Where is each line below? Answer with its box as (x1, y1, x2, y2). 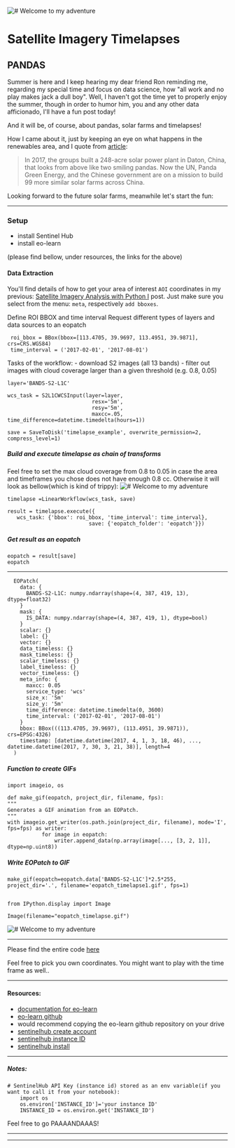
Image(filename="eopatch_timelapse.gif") (7, 913, 130, 920)
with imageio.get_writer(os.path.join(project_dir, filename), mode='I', (7, 819, 227, 826)
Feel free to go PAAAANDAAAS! (7, 1119, 99, 1128)
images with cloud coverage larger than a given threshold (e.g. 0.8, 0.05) (7, 366, 218, 375)
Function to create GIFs (7, 765, 77, 773)
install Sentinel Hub (17, 232, 73, 240)
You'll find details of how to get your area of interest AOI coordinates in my (7, 284, 222, 293)
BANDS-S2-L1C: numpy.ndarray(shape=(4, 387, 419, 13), (25, 590, 190, 597)
